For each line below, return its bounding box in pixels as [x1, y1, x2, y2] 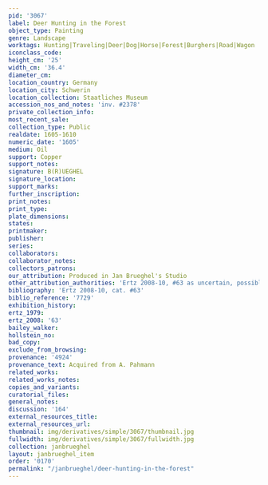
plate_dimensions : [8, 213, 69, 221]
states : [8, 220, 34, 228]
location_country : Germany [8, 78, 98, 86]
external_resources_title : [8, 413, 98, 421]
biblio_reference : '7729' [8, 294, 94, 302]
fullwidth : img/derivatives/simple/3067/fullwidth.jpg [8, 435, 195, 443]
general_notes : [8, 398, 59, 406]
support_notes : [8, 161, 59, 169]
